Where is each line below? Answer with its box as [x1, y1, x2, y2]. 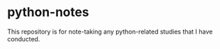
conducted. [7, 34, 41, 43]
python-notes [7, 4, 89, 20]
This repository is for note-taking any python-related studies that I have [7, 27, 213, 36]
